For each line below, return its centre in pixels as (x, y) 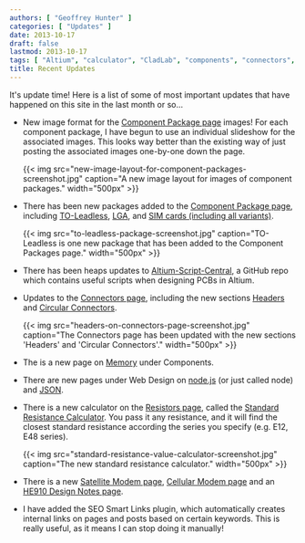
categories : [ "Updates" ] (61, 26)
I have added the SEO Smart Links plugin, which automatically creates (154, 508)
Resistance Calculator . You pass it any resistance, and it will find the (150, 417)
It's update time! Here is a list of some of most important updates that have (150, 94)
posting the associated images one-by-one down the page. (134, 151)
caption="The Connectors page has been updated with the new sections (159, 335)
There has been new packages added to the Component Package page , (158, 205)
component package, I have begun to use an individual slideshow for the (159, 131)
